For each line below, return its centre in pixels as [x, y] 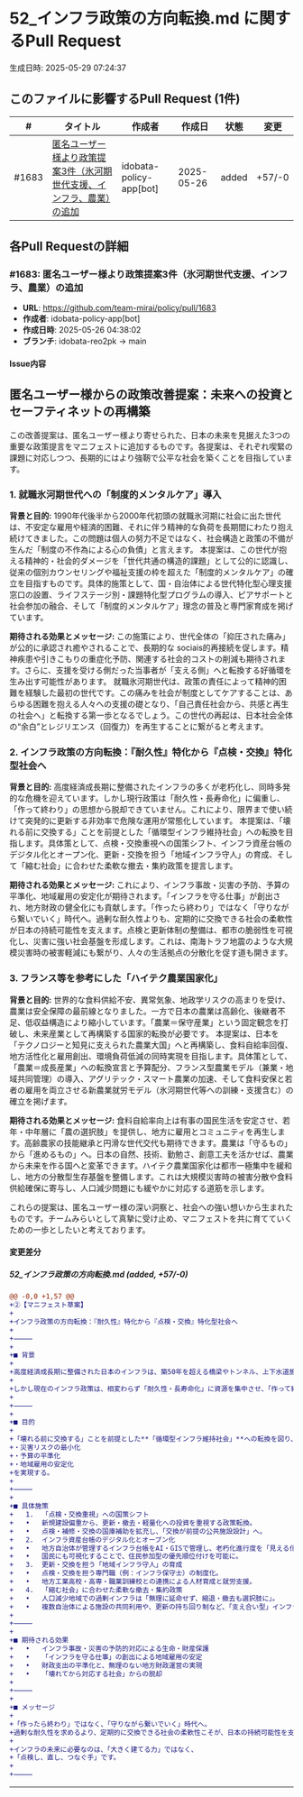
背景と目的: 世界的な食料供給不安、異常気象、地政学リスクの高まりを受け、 [150, 999]
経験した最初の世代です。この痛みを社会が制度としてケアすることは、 [155, 693]
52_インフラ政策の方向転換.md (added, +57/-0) [99, 1274]
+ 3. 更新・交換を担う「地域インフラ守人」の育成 [96, 1565]
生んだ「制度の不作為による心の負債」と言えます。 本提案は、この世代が [144, 550]
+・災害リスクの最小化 [45, 1448]
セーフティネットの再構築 [80, 412]
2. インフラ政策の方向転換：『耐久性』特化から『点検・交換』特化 [151, 752]
